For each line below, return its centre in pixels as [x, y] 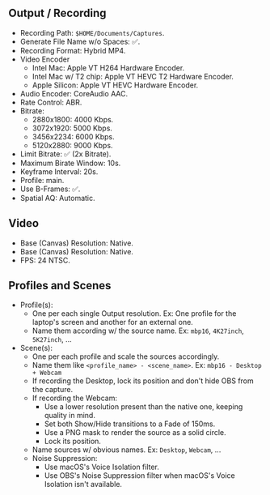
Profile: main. [42, 180]
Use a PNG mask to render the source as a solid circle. [135, 433]
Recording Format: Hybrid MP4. [73, 50]
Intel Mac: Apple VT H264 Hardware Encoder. [108, 67]
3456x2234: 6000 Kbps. [73, 136]
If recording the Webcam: [74, 398]
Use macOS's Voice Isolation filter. [102, 467]
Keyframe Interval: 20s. [59, 171]
